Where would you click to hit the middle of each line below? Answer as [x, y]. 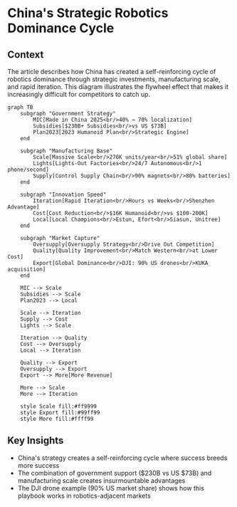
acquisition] [27, 269]
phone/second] [28, 169]
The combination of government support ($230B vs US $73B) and [115, 473]
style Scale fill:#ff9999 [59, 407]
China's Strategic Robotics [88, 13]
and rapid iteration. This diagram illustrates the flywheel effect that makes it [118, 87]
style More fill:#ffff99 [57, 419]
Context [26, 54]
